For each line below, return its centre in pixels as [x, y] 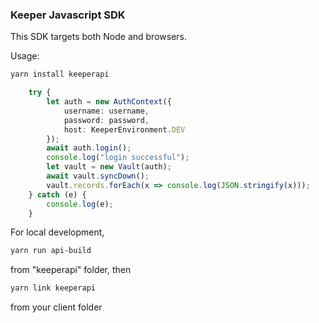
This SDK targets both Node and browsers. [99, 37]
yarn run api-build [51, 251]
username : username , [106, 111]
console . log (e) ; [80, 204]
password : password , [106, 120]
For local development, [57, 232]
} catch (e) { [57, 194]
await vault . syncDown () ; [98, 176]
